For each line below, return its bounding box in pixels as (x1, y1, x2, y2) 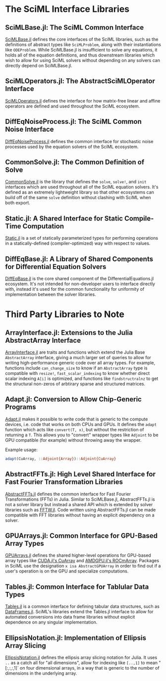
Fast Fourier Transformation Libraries (5, 478, 123, 486)
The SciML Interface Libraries (5, 3, 130, 15)
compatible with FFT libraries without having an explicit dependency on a (5, 512, 155, 518)
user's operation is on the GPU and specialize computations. (5, 568, 129, 574)
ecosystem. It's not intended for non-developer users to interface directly (5, 281, 155, 287)
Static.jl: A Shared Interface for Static (5, 214, 123, 222)
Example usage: (5, 447, 38, 453)
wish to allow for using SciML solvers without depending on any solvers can (5, 57, 160, 63)
